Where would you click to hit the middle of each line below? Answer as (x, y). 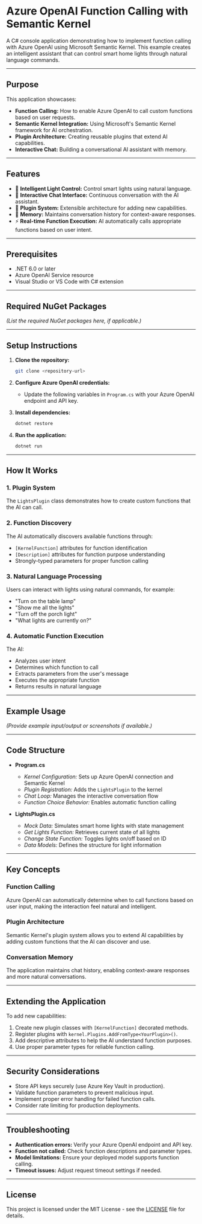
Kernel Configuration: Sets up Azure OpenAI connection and (99, 777)
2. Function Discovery (39, 523)
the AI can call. (25, 507)
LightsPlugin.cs (35, 814)
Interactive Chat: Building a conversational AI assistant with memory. (101, 149)
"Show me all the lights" (45, 607)
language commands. (33, 60)
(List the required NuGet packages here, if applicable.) (74, 321)
